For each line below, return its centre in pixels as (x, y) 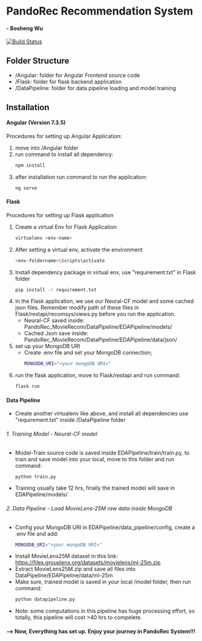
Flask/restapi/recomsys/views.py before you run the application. (95, 314)
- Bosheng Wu (25, 28)
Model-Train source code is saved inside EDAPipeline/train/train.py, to (102, 453)
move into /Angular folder (47, 148)
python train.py (35, 476)
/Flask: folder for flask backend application (68, 82)
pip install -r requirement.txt (56, 290)
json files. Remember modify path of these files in (77, 307)
